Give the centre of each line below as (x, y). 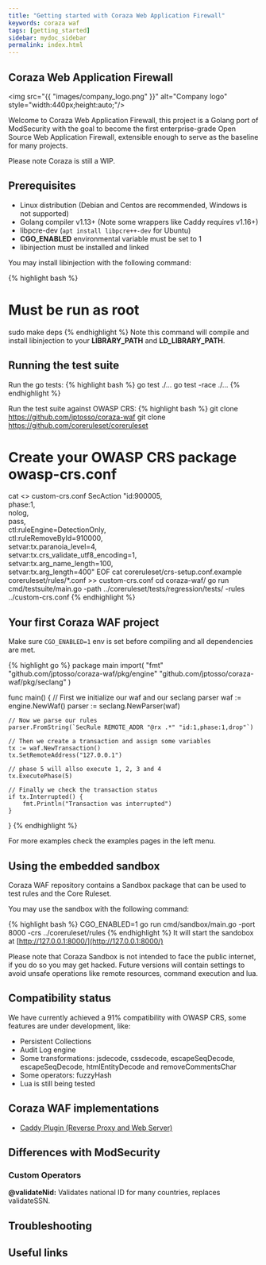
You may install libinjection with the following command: (100, 262)
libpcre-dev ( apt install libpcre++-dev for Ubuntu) (105, 230)
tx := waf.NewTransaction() (55, 748)
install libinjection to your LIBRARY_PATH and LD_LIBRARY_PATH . (117, 340)
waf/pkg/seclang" (37, 682)
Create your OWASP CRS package (123, 457)
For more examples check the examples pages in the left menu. (112, 841)
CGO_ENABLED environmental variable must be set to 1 (111, 238)
